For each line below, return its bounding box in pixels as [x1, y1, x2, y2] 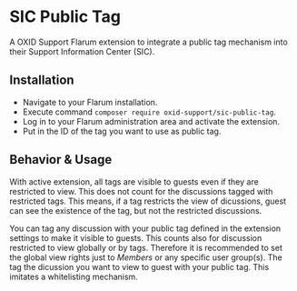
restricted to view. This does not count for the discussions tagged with [9, 186, 273, 196]
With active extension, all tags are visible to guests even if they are [9, 176, 259, 187]
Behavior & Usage [9, 152, 113, 167]
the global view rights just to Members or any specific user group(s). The [9, 252, 283, 263]
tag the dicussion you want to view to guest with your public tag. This [9, 261, 270, 272]
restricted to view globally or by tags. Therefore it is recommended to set [9, 242, 283, 253]
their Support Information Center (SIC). [9, 45, 155, 56]
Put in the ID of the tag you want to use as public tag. [22, 125, 222, 136]
